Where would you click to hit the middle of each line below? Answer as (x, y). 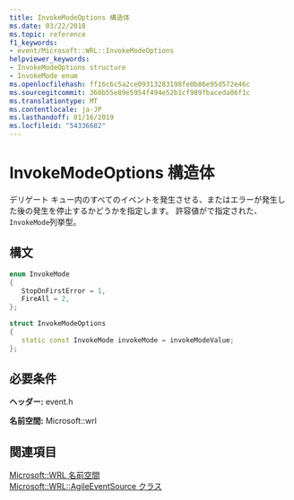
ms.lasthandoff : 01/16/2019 (62, 117)
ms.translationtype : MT (54, 101)
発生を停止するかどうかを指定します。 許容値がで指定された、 (147, 211)
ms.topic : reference (48, 34)
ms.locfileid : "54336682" (57, 126)
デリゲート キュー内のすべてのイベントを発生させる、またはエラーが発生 (143, 199)
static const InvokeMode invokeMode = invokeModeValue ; (128, 340)
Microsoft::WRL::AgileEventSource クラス (86, 487)
